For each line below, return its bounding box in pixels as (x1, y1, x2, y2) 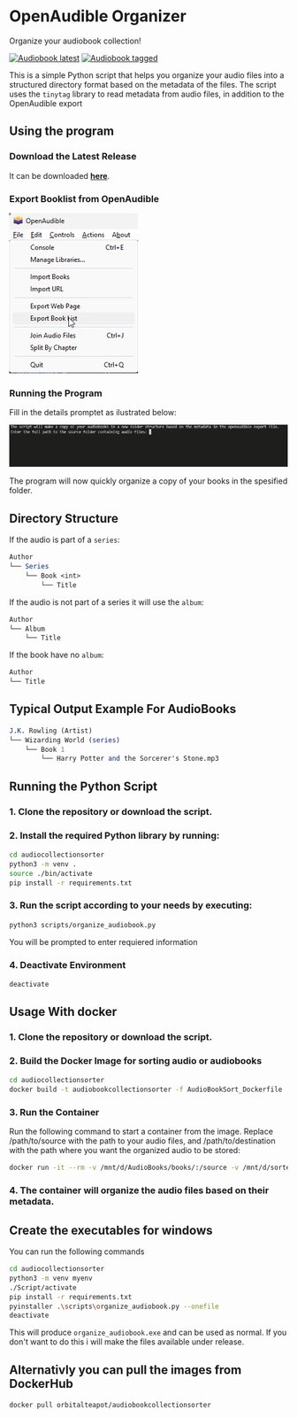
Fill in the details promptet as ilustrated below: (9, 407, 177, 418)
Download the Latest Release (9, 151, 137, 163)
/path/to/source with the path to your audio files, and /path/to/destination (9, 1135, 276, 1146)
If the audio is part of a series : (9, 534, 120, 546)
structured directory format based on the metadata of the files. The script (9, 79, 277, 89)
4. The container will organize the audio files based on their (9, 1184, 270, 1197)
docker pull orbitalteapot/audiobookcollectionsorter (9, 1401, 212, 1410)
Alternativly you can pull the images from (9, 1362, 242, 1377)
